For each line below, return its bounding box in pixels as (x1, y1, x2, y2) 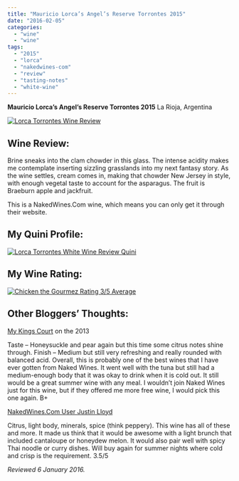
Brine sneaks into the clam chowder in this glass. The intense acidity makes (7, 156, 229, 165)
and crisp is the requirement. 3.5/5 (7, 451, 109, 460)
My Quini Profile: (7, 229, 84, 241)
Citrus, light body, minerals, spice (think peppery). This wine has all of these (7, 421, 230, 430)
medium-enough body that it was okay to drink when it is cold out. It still (7, 371, 219, 379)
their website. (7, 208, 48, 217)
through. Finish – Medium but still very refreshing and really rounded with (7, 348, 222, 356)
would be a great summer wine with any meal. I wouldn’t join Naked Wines (7, 378, 225, 387)
